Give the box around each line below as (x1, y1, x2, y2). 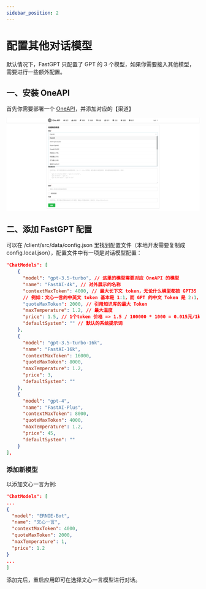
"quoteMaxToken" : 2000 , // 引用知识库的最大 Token (22, 301, 148, 307)
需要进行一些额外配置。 (6, 68, 66, 75)
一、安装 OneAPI (6, 88, 71, 98)
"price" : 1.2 (12, 545, 45, 551)
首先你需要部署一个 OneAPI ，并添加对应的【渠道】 (6, 105, 134, 113)
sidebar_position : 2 (6, 10, 59, 16)
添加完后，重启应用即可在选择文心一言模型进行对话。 (6, 576, 141, 583)
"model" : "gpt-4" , (22, 398, 70, 404)
